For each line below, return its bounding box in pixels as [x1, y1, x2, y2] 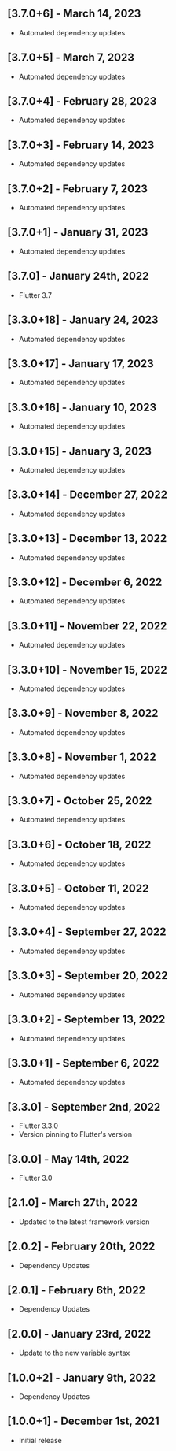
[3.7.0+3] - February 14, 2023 [7, 138, 155, 151]
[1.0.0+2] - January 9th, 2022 [7, 1371, 156, 1384]
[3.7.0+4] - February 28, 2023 [7, 95, 157, 108]
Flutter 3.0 [18, 1173, 53, 1182]
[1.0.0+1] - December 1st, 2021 [7, 1415, 159, 1428]
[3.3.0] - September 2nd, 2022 [7, 1100, 161, 1114]
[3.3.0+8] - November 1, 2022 [7, 751, 156, 764]
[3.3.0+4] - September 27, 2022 [7, 926, 167, 939]
